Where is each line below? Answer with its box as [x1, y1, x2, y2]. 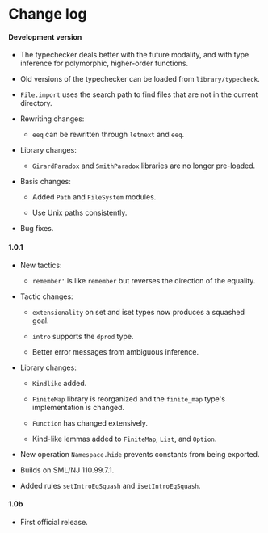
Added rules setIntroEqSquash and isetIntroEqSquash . [19, 481, 201, 490]
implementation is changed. [31, 402, 125, 412]
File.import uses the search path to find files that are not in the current [19, 90, 258, 99]
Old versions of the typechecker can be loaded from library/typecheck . [19, 74, 260, 84]
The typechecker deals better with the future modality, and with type [19, 50, 249, 60]
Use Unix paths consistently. [31, 208, 128, 218]
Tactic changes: [19, 292, 74, 301]
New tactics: [19, 260, 62, 270]
